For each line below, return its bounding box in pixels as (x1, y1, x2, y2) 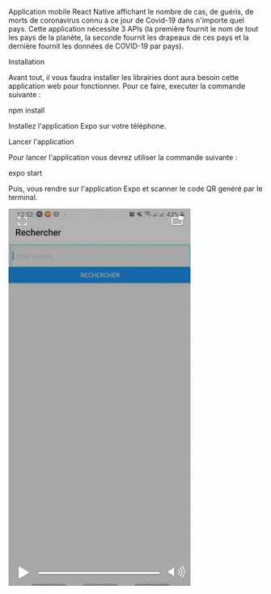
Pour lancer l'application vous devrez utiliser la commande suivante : (8, 153, 238, 162)
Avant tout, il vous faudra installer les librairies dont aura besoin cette (8, 73, 239, 82)
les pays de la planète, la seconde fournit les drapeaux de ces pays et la (8, 32, 249, 42)
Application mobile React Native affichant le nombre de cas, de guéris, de (8, 7, 254, 16)
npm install (8, 105, 45, 115)
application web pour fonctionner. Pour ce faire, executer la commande (8, 81, 246, 91)
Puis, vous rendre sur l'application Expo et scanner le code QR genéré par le (8, 184, 263, 193)
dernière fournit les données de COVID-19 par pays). (8, 41, 184, 51)
